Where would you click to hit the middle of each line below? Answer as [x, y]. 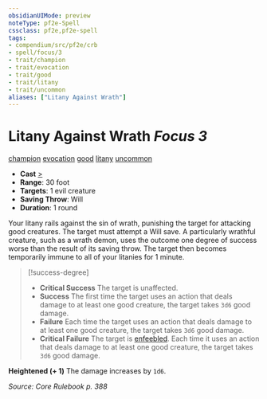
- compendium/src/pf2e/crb [53, 45]
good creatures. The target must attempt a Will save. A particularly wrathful [132, 232]
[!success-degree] [58, 272]
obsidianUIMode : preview [49, 16]
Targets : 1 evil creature [57, 191]
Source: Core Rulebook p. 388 [58, 386]
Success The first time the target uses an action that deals [136, 296]
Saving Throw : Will [51, 199]
